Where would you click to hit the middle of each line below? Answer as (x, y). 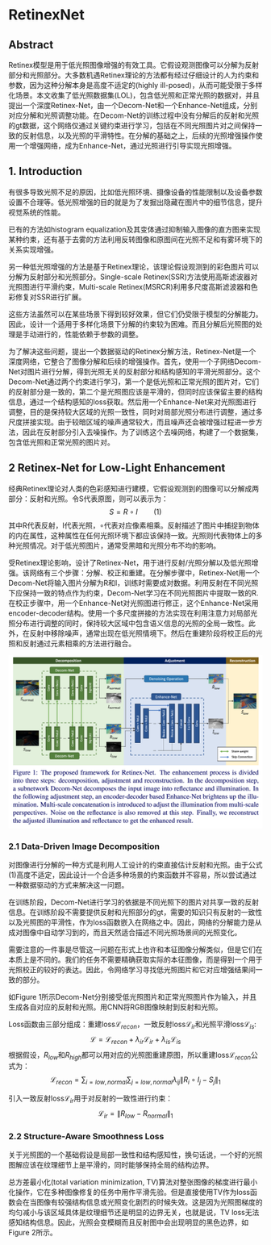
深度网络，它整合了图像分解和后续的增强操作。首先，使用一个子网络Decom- (135, 361)
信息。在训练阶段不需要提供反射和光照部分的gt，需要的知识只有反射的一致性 (135, 912)
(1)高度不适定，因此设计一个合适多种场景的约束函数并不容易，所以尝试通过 (132, 875)
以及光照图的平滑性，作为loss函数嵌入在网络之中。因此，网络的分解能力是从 (135, 922)
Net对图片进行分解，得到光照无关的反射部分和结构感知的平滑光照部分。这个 (134, 371)
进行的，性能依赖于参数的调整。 (89, 334)
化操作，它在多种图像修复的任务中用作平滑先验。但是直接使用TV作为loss (129, 1193)
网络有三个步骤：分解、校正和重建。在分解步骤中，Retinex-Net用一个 (145, 572)
